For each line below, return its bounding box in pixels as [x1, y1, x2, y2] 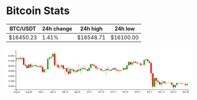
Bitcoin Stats [6, 4, 70, 18]
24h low [114, 25, 135, 32]
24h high [80, 25, 103, 32]
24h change [42, 25, 73, 32]
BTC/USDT [9, 25, 37, 32]
